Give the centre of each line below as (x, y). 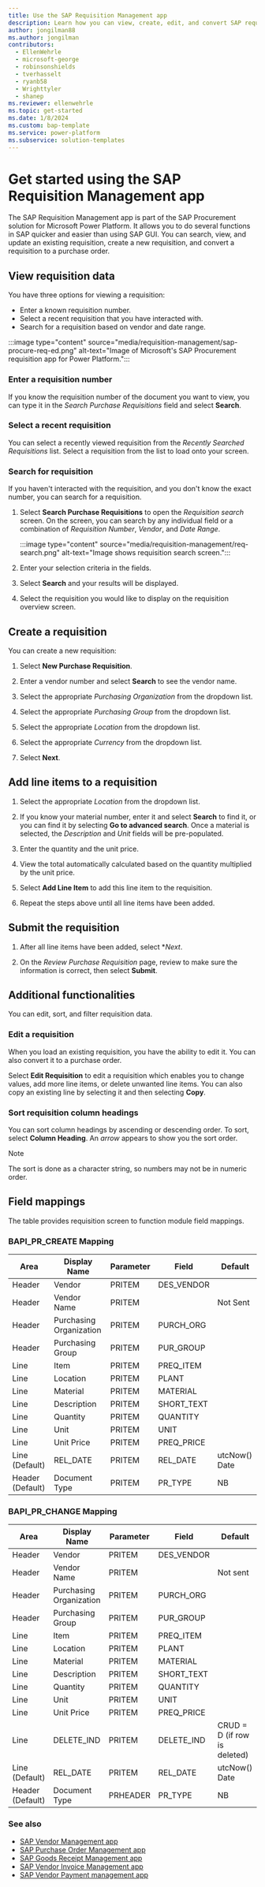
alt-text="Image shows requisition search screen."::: (146, 553)
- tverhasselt (38, 74)
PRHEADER (130, 1796)
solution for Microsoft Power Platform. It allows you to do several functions (129, 226)
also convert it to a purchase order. (65, 1060)
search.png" (40, 553)
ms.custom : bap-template (49, 125)
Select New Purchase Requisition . (76, 666)
